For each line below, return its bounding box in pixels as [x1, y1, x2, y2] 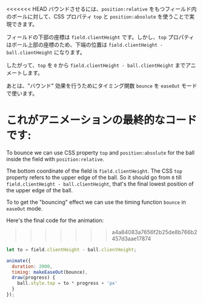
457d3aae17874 [111, 235, 151, 242]
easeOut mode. [6, 204, 43, 212]
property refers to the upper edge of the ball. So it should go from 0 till [6, 173, 182, 181]
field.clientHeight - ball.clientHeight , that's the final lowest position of [6, 180, 194, 187]
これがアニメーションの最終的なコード [6, 113, 197, 127]
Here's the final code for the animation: [6, 217, 104, 224]
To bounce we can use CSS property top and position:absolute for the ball [6, 148, 195, 156]
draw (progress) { [12, 274, 56, 281]
